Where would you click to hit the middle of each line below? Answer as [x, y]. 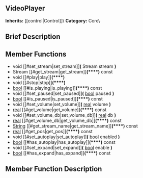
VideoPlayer [25, 8]
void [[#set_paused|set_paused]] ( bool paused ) [63, 93]
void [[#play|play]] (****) [39, 77]
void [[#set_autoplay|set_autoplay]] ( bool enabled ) [66, 137]
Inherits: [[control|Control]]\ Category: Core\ [53, 20]
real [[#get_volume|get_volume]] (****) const [60, 110]
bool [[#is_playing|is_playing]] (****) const [57, 88]
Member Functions [36, 54]
